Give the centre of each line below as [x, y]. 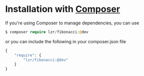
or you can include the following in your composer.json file [66, 41]
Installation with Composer [63, 9]
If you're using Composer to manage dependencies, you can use [72, 23]
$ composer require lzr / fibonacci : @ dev [47, 32]
